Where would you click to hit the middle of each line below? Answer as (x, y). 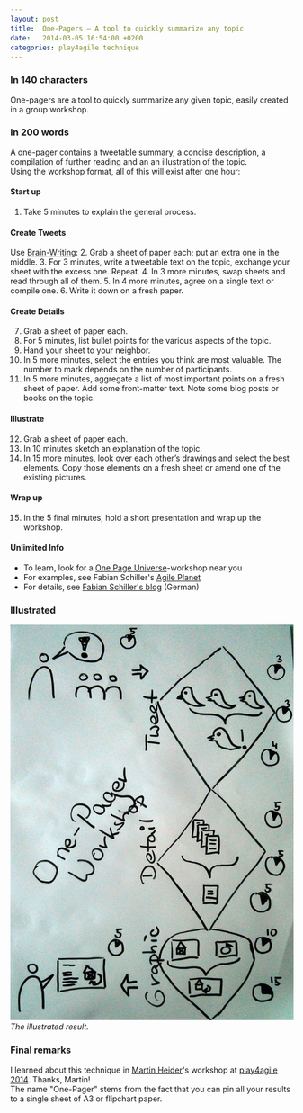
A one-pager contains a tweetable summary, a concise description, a (138, 152)
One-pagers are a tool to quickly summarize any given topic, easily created (149, 100)
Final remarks (41, 1050)
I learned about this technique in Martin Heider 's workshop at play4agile (144, 1070)
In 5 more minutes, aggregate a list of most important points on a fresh (154, 379)
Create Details (38, 311)
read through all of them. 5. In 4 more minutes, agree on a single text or (142, 281)
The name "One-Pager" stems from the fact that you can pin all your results (151, 1089)
